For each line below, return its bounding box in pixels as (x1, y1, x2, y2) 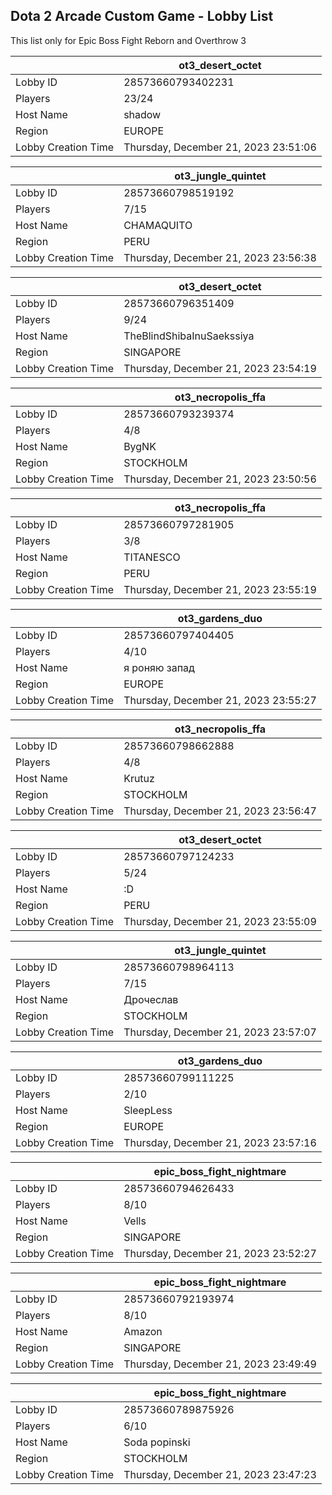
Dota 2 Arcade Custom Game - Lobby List (10, 8, 274, 25)
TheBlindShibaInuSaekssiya (123, 329, 255, 343)
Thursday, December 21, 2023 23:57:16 (123, 1135, 317, 1149)
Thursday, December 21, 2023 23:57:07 (123, 1025, 317, 1039)
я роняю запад (123, 660, 195, 674)
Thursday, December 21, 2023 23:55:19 (123, 582, 317, 596)
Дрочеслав (123, 992, 179, 1006)
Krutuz (123, 771, 155, 785)
